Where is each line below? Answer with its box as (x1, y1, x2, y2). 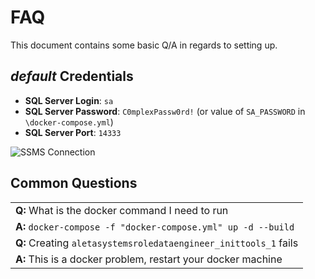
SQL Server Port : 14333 (24, 126, 122, 138)
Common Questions (10, 175, 138, 192)
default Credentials (10, 68, 134, 85)
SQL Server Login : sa (24, 94, 114, 106)
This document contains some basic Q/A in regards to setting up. (10, 39, 278, 51)
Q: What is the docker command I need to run (15, 203, 229, 217)
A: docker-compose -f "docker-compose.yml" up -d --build (15, 219, 295, 233)
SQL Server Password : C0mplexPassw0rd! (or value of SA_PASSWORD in (24, 105, 306, 117)
